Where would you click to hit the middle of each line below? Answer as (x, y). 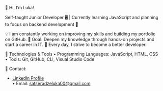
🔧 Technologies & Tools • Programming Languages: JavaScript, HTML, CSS (81, 54)
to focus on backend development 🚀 (42, 24)
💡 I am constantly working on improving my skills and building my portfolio (80, 34)
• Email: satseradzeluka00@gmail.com (51, 83)
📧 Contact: (16, 69)
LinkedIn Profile (28, 78)
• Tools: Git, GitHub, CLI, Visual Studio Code (50, 59)
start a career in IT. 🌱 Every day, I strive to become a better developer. (76, 45)
